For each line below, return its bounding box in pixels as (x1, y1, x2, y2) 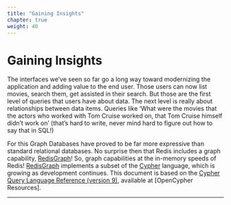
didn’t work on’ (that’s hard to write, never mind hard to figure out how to (7, 119, 213, 127)
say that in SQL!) (7, 127, 54, 135)
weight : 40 (7, 23, 38, 30)
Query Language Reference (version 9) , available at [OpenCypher (7, 176, 194, 184)
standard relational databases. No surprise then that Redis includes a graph (7, 147, 221, 155)
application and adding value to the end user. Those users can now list (7, 83, 208, 91)
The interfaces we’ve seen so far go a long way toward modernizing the (7, 75, 211, 83)
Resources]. (7, 184, 41, 192)
